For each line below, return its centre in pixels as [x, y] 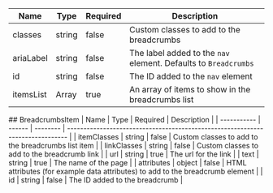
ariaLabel [30, 58]
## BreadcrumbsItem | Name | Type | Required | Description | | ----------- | [135, 120]
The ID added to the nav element [191, 76]
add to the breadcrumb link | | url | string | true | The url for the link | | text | [134, 154]
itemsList [30, 94]
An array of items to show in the [190, 90]
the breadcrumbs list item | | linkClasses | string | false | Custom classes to [133, 146]
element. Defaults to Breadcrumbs [192, 63]
